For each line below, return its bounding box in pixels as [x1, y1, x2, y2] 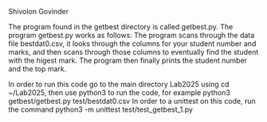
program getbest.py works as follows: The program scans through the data [8, 31, 255, 40]
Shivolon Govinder [8, 7, 69, 16]
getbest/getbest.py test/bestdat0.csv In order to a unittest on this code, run [8, 97, 257, 105]
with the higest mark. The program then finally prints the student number [8, 55, 248, 65]
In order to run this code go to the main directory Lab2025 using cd [8, 79, 230, 89]
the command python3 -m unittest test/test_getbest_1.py [8, 105, 194, 114]
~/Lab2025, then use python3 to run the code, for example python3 [8, 88, 231, 97]
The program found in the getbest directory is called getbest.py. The [8, 22, 234, 31]
